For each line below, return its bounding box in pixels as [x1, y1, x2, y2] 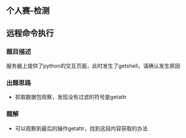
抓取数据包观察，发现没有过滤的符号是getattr [14, 94, 127, 101]
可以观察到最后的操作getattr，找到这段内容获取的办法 [14, 125, 148, 132]
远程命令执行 [6, 28, 54, 38]
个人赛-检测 [6, 5, 50, 16]
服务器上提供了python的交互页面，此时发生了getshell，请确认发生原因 [6, 62, 181, 70]
